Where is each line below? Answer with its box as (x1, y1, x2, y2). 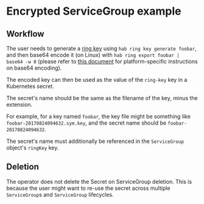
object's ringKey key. (6, 144, 59, 151)
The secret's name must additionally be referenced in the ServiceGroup (6, 137, 185, 145)
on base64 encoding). (6, 64, 62, 71)
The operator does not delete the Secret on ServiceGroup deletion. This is (6, 178, 192, 185)
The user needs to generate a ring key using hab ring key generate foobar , (6, 45, 197, 52)
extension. (6, 101, 33, 108)
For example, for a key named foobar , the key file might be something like (6, 113, 191, 120)
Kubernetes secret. (6, 82, 55, 90)
